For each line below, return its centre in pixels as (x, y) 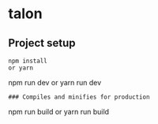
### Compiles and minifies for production (79, 97)
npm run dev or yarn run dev (55, 83)
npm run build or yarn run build (58, 112)
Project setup (42, 43)
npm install (28, 61)
